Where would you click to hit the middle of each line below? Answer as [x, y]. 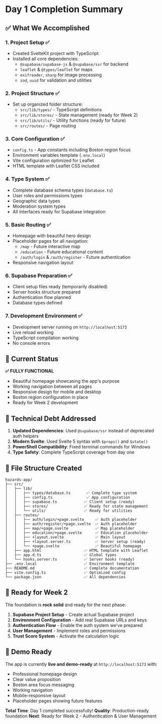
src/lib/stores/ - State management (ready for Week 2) [79, 115]
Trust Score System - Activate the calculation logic [66, 636]
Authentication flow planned [42, 297]
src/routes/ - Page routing [48, 126]
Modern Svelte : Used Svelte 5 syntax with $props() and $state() [80, 441]
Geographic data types [36, 201]
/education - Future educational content [61, 252]
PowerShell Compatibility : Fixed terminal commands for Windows [82, 447]
